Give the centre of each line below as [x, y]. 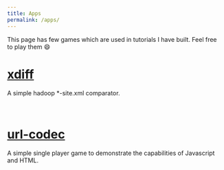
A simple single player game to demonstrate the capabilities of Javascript [111, 153]
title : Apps [24, 13]
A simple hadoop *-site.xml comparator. [64, 93]
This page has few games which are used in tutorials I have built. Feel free [112, 39]
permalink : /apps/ [33, 20]
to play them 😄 [29, 47]
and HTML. [23, 160]
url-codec [36, 134]
